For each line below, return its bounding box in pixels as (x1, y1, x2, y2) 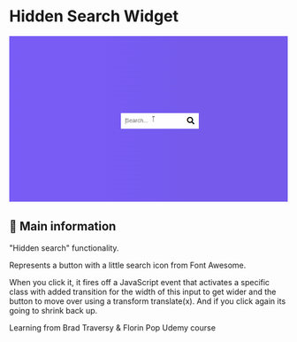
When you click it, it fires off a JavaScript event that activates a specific (9, 276, 270, 287)
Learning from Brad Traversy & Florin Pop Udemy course (9, 322, 217, 333)
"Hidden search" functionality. (9, 242, 119, 253)
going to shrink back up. (9, 305, 98, 315)
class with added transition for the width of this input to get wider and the (9, 286, 277, 297)
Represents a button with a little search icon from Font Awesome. (9, 260, 247, 270)
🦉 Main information (9, 219, 117, 234)
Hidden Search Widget (9, 6, 179, 27)
